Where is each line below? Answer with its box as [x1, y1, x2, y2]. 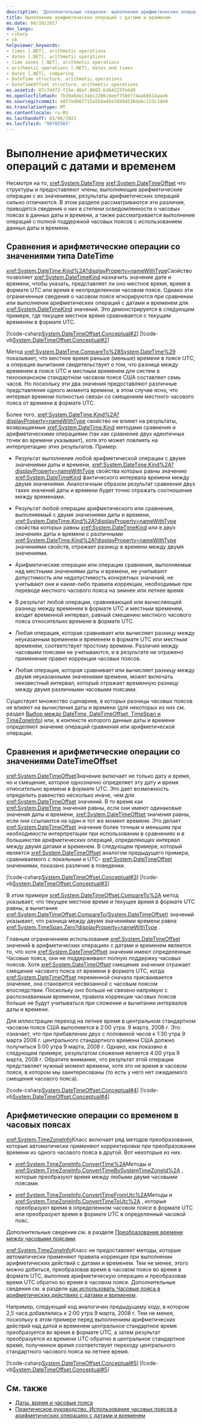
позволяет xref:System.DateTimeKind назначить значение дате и [6, 273, 171, 281]
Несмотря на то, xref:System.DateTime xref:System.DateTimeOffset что [6, 179, 186, 187]
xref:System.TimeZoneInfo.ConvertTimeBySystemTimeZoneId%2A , [14, 1167, 183, 1174]
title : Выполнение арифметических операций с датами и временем [6, 14, 171, 20]
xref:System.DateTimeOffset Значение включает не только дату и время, [6, 772, 191, 779]
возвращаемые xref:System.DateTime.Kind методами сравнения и [6, 423, 176, 431]
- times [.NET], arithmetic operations [6, 48, 106, 54]
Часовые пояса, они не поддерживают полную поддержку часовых [6, 954, 182, 961]
